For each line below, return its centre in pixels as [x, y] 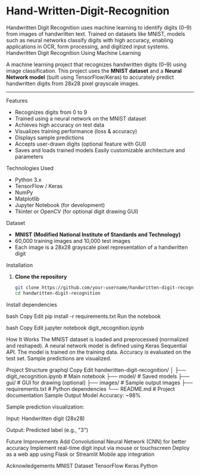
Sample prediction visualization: [45, 406]
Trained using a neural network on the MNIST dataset [80, 118]
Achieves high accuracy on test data [60, 125]
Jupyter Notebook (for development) [60, 205]
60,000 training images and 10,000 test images [73, 240]
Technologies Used [30, 168]
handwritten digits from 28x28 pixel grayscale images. [73, 83]
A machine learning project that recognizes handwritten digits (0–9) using [96, 64]
